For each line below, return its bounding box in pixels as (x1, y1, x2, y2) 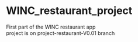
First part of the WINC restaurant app (6, 23, 96, 30)
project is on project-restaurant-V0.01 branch (6, 29, 115, 36)
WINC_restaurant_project (6, 4, 133, 17)
